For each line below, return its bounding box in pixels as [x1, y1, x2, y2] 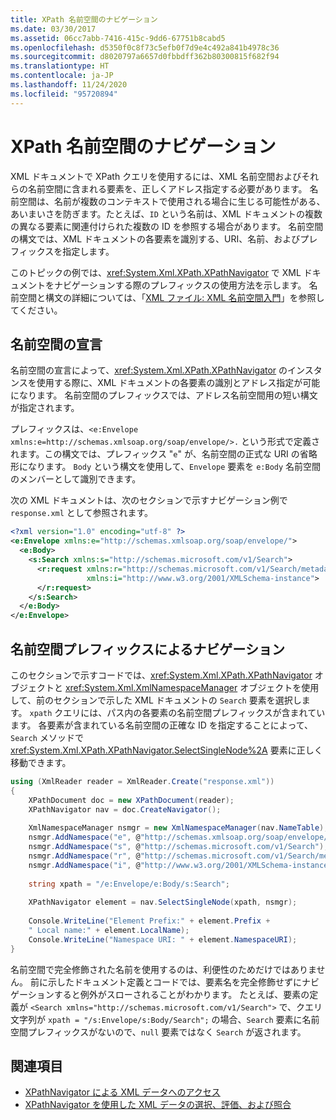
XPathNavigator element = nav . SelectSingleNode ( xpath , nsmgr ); [28, 897, 298, 908]
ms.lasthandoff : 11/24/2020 [10, 80, 128, 90]
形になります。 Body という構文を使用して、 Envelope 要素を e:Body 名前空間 [10, 461, 322, 473]
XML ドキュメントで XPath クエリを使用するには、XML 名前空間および [10, 170, 302, 182]
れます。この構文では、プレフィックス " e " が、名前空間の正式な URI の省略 [10, 448, 318, 460]
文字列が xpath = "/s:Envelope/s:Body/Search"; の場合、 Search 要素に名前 [10, 1013, 320, 1025]
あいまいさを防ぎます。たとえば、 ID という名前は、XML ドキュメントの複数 [10, 207, 323, 220]
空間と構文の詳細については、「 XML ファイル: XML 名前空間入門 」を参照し [18, 291, 325, 303]
